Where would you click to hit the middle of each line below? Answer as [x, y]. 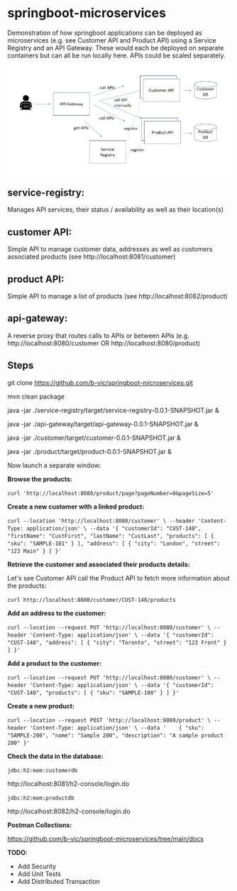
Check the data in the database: [55, 756]
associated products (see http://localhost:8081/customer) [92, 256]
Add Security [37, 866]
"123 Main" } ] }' [34, 551]
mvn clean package [36, 396]
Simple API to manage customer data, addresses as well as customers [110, 249]
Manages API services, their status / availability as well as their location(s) [115, 210]
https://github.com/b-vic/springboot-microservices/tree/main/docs [106, 838]
